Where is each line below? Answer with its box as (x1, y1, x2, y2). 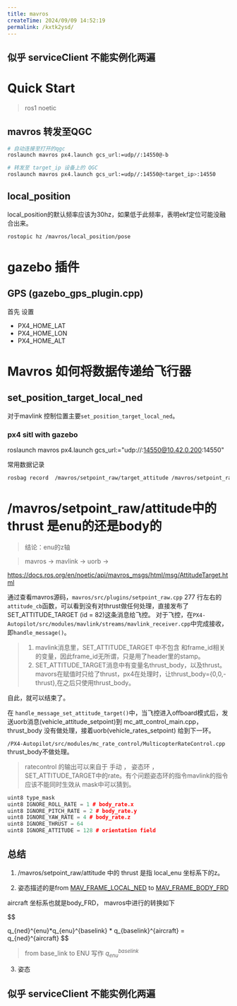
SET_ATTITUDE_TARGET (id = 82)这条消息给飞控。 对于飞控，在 (7, 610, 193, 619)
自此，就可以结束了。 (7, 694, 69, 702)
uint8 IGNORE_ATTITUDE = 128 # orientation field (7, 827, 157, 834)
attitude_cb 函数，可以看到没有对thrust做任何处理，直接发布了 (7, 602, 189, 610)
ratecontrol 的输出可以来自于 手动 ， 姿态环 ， (24, 762, 159, 771)
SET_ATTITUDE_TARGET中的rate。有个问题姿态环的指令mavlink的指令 (24, 771, 229, 780)
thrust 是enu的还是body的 (7, 518, 162, 534)
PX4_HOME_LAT (17, 321, 66, 329)
